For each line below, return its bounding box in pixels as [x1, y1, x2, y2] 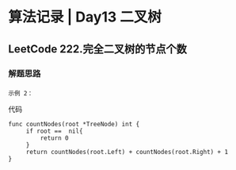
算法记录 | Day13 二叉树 [8, 8, 162, 26]
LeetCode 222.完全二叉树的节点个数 [8, 42, 188, 56]
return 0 [40, 134, 69, 142]
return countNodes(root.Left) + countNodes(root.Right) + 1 [25, 149, 228, 156]
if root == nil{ [25, 127, 83, 136]
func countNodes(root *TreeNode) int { [8, 121, 140, 129]
